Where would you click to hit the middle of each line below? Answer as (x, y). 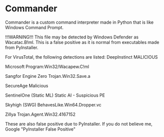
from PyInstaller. (22, 47)
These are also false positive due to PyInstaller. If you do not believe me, (79, 124)
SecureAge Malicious (27, 86)
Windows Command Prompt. (34, 27)
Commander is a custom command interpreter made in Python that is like (80, 22)
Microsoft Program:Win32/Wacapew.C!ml (47, 67)
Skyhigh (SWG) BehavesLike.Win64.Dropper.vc (53, 104)
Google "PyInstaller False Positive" (40, 129)
